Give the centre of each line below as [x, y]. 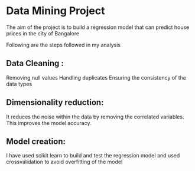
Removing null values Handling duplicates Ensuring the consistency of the [96, 77]
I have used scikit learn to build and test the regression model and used [93, 156]
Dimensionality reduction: [55, 102]
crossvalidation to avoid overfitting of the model [64, 162]
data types [19, 84]
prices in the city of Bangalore [43, 33]
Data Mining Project [56, 11]
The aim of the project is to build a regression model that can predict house [98, 27]
